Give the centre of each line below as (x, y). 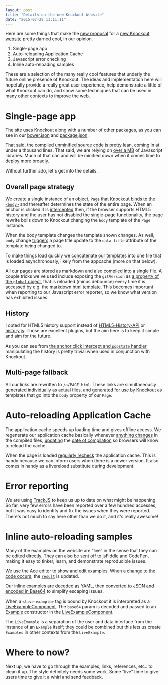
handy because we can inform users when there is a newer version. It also (82, 460)
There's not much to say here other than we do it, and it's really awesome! (82, 516)
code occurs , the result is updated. (42, 576)
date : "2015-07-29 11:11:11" (36, 19)
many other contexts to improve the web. (48, 96)
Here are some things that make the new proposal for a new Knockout (77, 34)
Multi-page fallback (37, 372)
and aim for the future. (28, 336)
